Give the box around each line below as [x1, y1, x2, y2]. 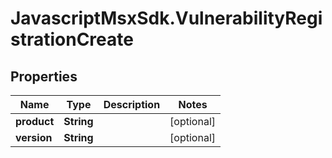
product [15, 115, 55, 128]
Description [103, 98, 161, 111]
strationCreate [10, 28, 134, 51]
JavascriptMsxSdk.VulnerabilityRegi [10, 7, 323, 30]
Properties [10, 68, 78, 85]
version [15, 131, 53, 144]
